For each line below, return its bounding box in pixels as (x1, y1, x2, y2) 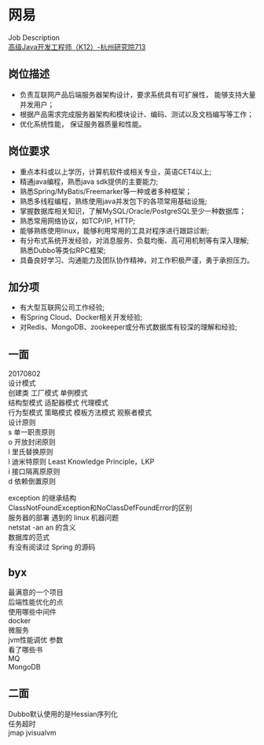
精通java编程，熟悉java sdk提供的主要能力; (19, 177, 159, 186)
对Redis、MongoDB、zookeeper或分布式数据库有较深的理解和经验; (19, 322, 237, 332)
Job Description (8, 32, 60, 42)
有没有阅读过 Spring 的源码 (8, 542, 96, 552)
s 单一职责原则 (8, 428, 56, 437)
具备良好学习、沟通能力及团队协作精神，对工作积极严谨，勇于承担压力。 (19, 255, 254, 265)
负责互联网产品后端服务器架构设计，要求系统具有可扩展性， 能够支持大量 (19, 90, 256, 99)
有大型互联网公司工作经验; (19, 303, 105, 312)
